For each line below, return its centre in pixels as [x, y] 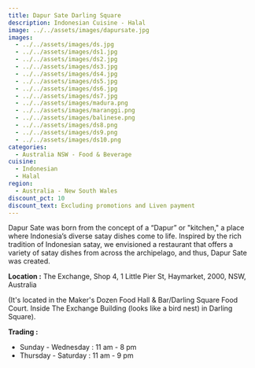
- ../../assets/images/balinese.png [75, 118]
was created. [30, 261]
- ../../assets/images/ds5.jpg [67, 81]
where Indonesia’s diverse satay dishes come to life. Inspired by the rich [125, 236]
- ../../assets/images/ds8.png [67, 125]
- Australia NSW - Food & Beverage [74, 154]
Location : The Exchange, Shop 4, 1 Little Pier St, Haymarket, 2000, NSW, [127, 277]
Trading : [23, 332]
